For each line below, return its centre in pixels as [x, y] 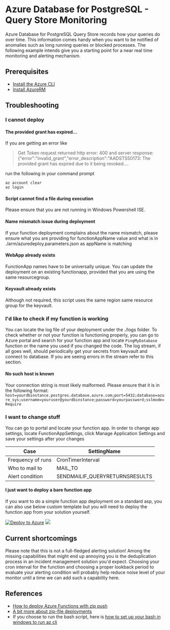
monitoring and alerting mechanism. [43, 56]
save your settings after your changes [45, 439]
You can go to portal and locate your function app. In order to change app [82, 428]
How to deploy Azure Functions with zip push [60, 606]
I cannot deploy [25, 120]
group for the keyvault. [29, 306]
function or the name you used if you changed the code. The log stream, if [83, 346]
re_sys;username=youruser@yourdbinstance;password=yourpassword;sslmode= [85, 400]
